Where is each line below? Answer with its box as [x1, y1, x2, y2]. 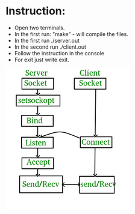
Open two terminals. [14, 24, 65, 31]
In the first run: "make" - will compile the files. [14, 30, 129, 37]
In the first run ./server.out [14, 37, 80, 44]
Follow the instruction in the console [14, 49, 105, 57]
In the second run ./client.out [14, 43, 87, 50]
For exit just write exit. [14, 56, 70, 63]
